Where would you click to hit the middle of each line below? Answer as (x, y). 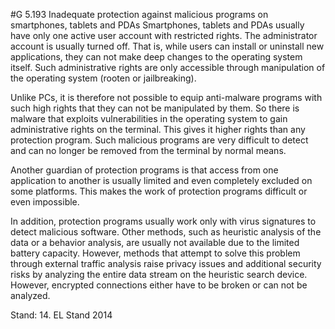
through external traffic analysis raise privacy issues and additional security (166, 263)
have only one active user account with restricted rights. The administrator (164, 35)
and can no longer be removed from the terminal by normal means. (148, 150)
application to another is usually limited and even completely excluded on (161, 180)
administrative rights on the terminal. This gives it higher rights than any (158, 129)
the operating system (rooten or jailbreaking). (103, 78)
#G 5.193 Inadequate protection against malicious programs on (139, 14)
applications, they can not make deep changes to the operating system (156, 57)
